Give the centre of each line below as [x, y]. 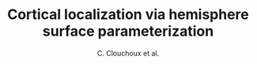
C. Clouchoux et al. [128, 53]
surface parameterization [128, 31]
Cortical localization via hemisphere [128, 15]
